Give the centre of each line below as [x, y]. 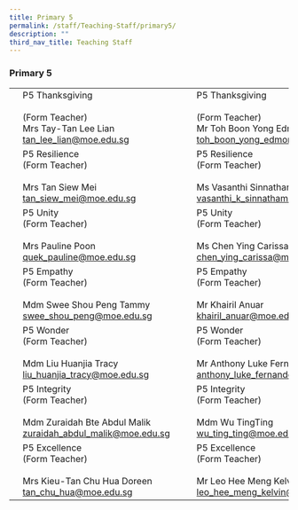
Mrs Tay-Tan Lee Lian [69, 128]
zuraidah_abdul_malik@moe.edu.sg [96, 433]
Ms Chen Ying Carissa [243, 246]
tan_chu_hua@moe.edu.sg [78, 491]
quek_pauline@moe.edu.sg [79, 256]
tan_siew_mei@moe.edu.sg [79, 198]
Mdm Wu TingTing [235, 422]
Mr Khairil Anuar [230, 304]
